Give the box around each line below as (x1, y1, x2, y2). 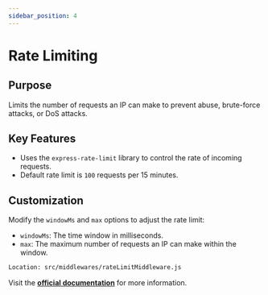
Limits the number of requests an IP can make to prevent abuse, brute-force (8, 100, 261, 110)
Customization (8, 193, 85, 207)
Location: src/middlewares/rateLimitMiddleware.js (8, 264, 182, 272)
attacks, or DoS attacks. (8, 108, 89, 118)
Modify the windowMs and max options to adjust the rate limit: (8, 215, 205, 225)
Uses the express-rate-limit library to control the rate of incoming (19, 153, 243, 163)
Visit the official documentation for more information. (8, 278, 188, 288)
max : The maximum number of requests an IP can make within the (19, 239, 237, 249)
